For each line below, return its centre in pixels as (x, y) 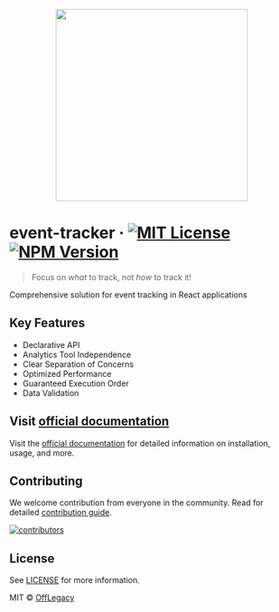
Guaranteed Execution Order (75, 383)
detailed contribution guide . (61, 513)
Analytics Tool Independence (77, 354)
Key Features (47, 323)
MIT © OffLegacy (42, 598)
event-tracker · (67, 233)
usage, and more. (42, 453)
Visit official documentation (89, 422)
